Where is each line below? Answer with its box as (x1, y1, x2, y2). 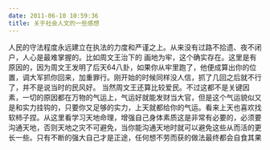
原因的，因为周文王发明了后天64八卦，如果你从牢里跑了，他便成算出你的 (8, 62, 250, 72)
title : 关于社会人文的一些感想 (8, 19, 100, 27)
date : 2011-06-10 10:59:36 (8, 11, 99, 20)
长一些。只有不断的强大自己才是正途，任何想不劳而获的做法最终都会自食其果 (8, 132, 262, 142)
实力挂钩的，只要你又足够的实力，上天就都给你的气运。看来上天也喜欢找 (22, 102, 262, 112)
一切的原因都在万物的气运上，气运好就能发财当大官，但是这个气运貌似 (22, 92, 255, 102)
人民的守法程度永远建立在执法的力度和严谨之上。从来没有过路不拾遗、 (8, 42, 241, 52)
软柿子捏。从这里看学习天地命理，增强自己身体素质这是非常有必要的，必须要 (8, 112, 262, 122)
